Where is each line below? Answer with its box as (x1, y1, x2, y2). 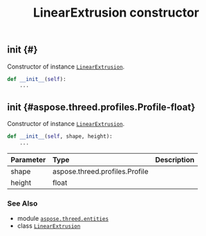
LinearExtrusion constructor (32, 5, 199, 21)
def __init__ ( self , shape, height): (7, 133, 113, 140)
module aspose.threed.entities (17, 215, 109, 223)
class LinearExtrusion (17, 221, 81, 230)
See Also (7, 199, 38, 208)
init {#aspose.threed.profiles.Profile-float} (7, 101, 196, 113)
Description (155, 154, 195, 164)
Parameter (10, 154, 46, 164)
